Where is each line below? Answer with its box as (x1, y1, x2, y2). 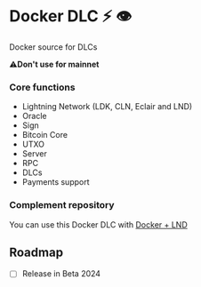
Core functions (9, 81, 76, 93)
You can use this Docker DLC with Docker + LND (9, 219, 189, 230)
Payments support (21, 177, 91, 187)
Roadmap (9, 244, 64, 259)
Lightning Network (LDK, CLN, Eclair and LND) (21, 101, 193, 112)
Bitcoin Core (21, 130, 68, 140)
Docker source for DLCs (9, 41, 98, 52)
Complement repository (9, 199, 115, 211)
